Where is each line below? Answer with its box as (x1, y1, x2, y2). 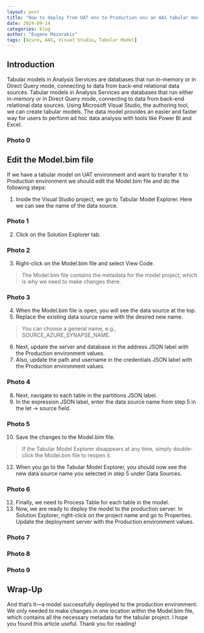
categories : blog (7, 25, 51, 32)
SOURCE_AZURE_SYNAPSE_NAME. (21, 331, 111, 339)
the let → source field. (15, 404, 71, 411)
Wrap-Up (7, 584, 43, 595)
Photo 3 (7, 293, 31, 302)
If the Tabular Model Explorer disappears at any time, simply (21, 445, 172, 453)
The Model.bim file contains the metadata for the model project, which (21, 271, 198, 279)
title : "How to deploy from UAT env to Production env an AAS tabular (7, 15, 189, 21)
